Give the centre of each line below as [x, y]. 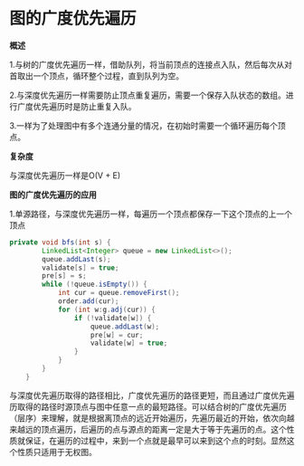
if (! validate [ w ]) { [113, 318]
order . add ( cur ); [88, 301]
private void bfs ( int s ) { [60, 242]
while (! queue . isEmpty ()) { [95, 285]
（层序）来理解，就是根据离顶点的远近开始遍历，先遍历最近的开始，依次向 [148, 418]
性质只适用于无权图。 [57, 452]
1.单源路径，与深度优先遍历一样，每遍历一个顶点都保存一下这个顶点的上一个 [151, 214]
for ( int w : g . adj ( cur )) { [106, 309]
